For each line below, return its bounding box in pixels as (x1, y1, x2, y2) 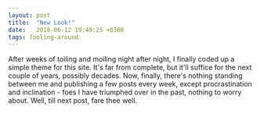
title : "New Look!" (8, 19, 76, 26)
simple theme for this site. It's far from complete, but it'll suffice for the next (8, 63, 252, 72)
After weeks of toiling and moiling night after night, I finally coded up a (8, 55, 235, 64)
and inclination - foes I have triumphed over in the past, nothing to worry (8, 87, 242, 97)
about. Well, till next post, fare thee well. (8, 96, 138, 105)
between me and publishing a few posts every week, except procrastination (8, 79, 253, 89)
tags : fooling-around (8, 33, 79, 41)
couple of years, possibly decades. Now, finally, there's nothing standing (8, 71, 243, 80)
